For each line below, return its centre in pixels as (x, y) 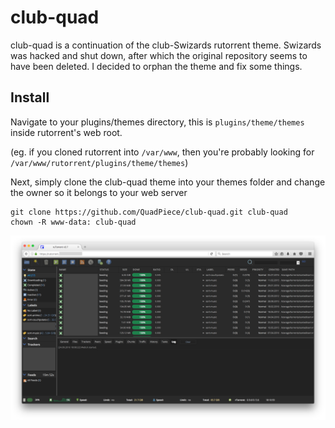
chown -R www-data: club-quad (73, 222)
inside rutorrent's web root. (66, 132)
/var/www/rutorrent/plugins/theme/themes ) (99, 162)
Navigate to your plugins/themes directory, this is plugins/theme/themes (157, 122)
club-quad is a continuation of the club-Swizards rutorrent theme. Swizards (166, 45)
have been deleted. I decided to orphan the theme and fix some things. (156, 66)
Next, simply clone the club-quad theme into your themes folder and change (168, 182)
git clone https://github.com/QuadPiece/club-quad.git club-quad (149, 212)
